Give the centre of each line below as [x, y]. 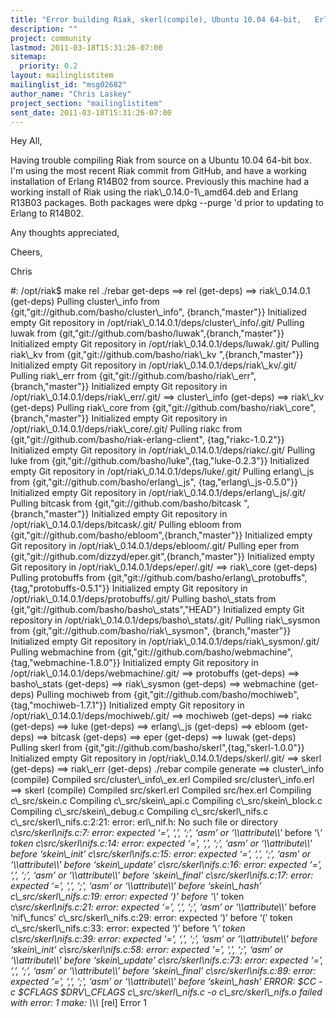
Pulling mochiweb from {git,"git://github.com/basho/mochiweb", [168, 695]
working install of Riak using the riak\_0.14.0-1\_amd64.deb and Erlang [154, 192]
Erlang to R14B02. [47, 213]
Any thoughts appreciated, [65, 233]
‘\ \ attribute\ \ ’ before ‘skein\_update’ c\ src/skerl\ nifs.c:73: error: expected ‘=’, [167, 960]
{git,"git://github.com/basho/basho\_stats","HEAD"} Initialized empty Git [157, 610]
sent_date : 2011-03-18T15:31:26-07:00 [91, 112]
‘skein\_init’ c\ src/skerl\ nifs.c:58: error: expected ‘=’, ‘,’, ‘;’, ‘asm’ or [147, 950]
